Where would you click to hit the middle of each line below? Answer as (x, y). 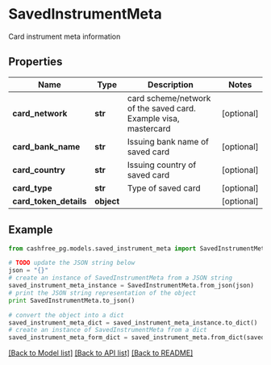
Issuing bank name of (169, 141)
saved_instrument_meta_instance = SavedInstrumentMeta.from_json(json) (131, 286)
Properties (35, 62)
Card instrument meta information (65, 36)
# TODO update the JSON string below (72, 263)
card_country (39, 170)
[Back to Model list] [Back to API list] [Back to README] (101, 353)
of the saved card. (162, 108)
